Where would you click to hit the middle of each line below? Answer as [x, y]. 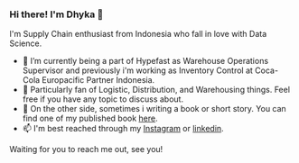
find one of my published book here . [90, 118]
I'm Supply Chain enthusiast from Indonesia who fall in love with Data [138, 34]
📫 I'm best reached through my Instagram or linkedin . [123, 129]
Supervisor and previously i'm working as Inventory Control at [137, 70]
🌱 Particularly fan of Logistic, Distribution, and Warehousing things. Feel [156, 90]
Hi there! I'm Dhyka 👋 [56, 14]
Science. [26, 43]
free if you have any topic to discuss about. [103, 99]
